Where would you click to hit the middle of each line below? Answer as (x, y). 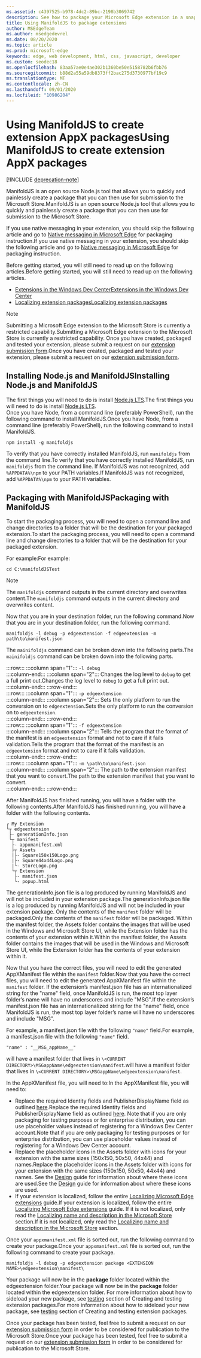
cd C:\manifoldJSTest (33, 570)
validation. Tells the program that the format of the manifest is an (85, 744)
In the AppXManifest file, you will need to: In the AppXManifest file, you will (98, 1083)
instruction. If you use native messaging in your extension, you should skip (97, 240)
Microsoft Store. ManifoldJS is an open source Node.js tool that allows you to (100, 203)
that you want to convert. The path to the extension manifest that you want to (100, 776)
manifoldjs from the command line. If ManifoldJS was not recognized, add (98, 466)
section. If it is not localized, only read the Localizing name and (92, 1222)
